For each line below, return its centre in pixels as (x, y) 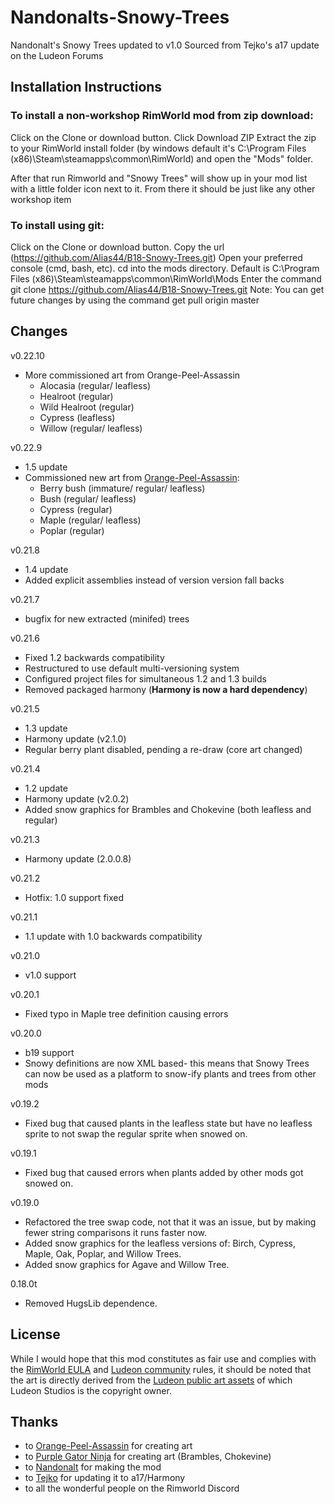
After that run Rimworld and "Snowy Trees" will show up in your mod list (159, 178)
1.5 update (46, 467)
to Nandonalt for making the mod (93, 1467)
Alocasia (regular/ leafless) (95, 385)
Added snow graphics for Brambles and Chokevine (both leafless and (168, 809)
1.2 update (46, 788)
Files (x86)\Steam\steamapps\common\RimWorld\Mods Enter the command (166, 278)
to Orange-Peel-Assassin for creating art (108, 1446)
